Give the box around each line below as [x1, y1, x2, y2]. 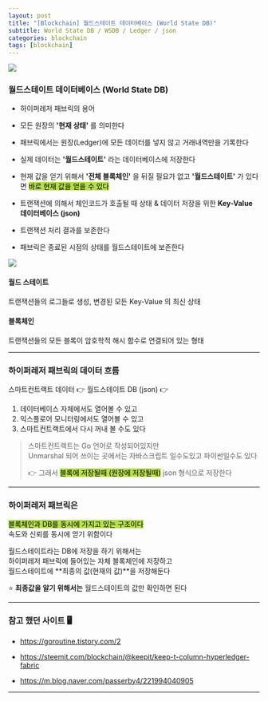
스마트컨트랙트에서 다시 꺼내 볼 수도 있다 [19, 424, 146, 434]
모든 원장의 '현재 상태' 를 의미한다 [19, 121, 125, 130]
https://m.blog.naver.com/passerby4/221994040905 [19, 675, 194, 685]
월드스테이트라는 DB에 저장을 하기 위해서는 [8, 546, 142, 556]
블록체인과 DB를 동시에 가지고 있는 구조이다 [8, 520, 144, 529]
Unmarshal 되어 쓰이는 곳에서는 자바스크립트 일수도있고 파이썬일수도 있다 [27, 451, 258, 461]
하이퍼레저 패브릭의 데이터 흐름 [8, 365, 120, 376]
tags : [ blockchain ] [8, 42, 73, 50]
